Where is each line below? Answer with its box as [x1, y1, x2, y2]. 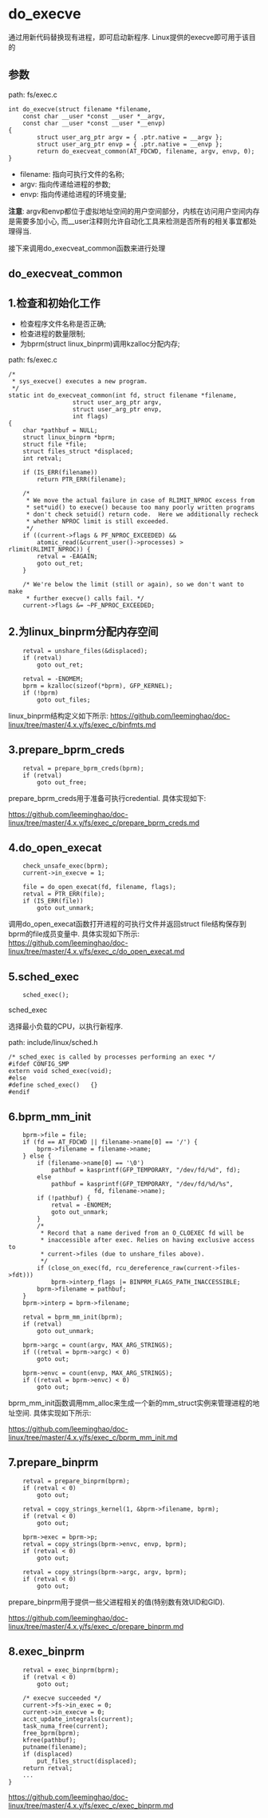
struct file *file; [22, 440, 88, 448]
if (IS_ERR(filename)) [22, 468, 98, 476]
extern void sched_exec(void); [8, 1067, 112, 1075]
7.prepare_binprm [8, 1456, 99, 1469]
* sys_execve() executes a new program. [11, 377, 148, 385]
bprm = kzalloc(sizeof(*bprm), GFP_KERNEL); [22, 682, 173, 690]
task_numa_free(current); [22, 1722, 109, 1730]
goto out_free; [37, 778, 88, 787]
